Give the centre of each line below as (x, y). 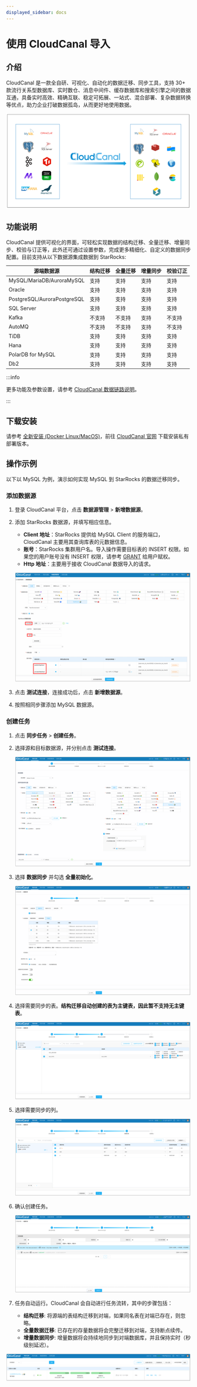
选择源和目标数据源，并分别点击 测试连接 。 (67, 747)
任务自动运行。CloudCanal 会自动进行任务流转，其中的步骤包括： (94, 1303)
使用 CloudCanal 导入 (58, 44)
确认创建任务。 (33, 1206)
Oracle (17, 290)
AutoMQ (19, 327)
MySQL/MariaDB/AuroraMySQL (47, 280)
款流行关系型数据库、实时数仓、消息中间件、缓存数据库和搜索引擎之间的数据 (98, 90)
